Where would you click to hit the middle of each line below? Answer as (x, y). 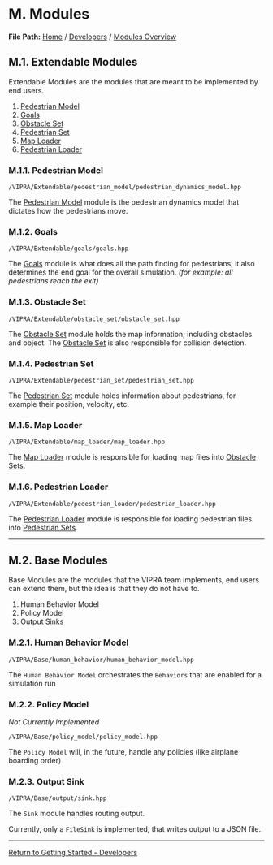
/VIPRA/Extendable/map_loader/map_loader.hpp (87, 442)
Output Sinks (42, 621)
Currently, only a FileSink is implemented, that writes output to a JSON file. (135, 829)
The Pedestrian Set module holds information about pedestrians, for (122, 396)
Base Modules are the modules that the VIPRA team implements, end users (134, 580)
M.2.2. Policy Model (49, 704)
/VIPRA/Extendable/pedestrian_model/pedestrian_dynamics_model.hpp (125, 188)
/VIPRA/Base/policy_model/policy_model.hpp (83, 737)
